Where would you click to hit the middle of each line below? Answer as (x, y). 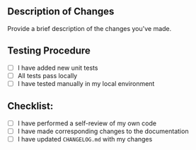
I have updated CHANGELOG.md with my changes (85, 139)
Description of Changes (61, 12)
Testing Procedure (49, 51)
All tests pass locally (47, 75)
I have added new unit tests (58, 68)
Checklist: (30, 106)
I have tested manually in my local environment (86, 83)
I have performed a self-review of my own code (87, 123)
